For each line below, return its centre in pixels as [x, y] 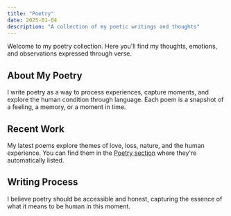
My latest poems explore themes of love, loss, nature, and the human [106, 146]
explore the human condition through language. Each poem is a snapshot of [115, 100]
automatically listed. [36, 160]
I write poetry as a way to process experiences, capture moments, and [108, 92]
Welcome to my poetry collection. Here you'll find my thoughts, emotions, [112, 47]
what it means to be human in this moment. [69, 206]
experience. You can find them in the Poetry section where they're [102, 153]
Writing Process [43, 182]
